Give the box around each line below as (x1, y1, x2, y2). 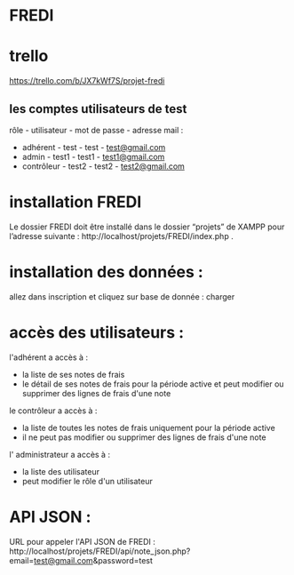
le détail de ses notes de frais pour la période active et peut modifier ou (21, 379, 284, 389)
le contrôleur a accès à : (9, 405, 98, 416)
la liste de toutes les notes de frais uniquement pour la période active (21, 422, 275, 433)
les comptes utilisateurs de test (9, 101, 187, 116)
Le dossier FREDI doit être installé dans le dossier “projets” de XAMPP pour (9, 221, 285, 232)
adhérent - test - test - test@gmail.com (21, 141, 166, 152)
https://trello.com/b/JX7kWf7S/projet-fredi (9, 76, 165, 86)
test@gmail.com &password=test (34, 555, 154, 565)
